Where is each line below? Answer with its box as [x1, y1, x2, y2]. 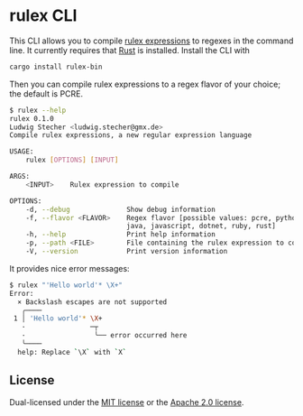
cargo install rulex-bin [9, 62, 103, 71]
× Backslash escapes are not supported [17, 297, 168, 307]
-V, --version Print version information [25, 247, 228, 256]
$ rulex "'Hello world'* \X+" [9, 281, 124, 290]
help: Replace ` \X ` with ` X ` [17, 347, 127, 356]
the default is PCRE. [9, 88, 84, 99]
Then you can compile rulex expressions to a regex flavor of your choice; [9, 79, 281, 89]
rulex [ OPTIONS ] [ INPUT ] [25, 155, 119, 165]
